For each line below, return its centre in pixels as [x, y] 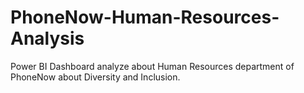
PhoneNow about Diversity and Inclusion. [95, 77]
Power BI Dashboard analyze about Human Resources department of [152, 66]
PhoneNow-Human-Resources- [145, 17]
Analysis [47, 38]
